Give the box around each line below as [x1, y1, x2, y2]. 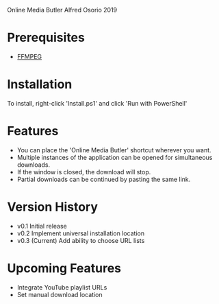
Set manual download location [16, 290, 103, 299]
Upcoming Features [7, 260, 122, 276]
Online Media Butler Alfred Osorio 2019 [7, 6, 118, 14]
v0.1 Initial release [16, 222, 67, 230]
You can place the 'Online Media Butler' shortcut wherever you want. [16, 145, 211, 154]
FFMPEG [16, 52, 42, 60]
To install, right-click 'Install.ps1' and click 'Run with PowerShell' [7, 99, 188, 107]
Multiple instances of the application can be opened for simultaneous [16, 153, 213, 161]
